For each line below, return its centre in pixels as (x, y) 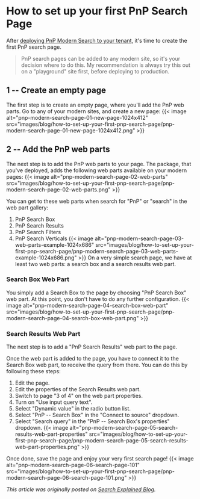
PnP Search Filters (38, 232)
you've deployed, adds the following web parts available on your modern (97, 170)
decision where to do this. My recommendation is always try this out (106, 65)
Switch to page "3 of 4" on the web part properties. (79, 396)
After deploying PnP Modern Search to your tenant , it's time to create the (97, 40)
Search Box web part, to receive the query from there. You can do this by (97, 365)
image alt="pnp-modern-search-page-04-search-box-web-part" (87, 305)
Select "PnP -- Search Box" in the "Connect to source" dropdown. (97, 415)
